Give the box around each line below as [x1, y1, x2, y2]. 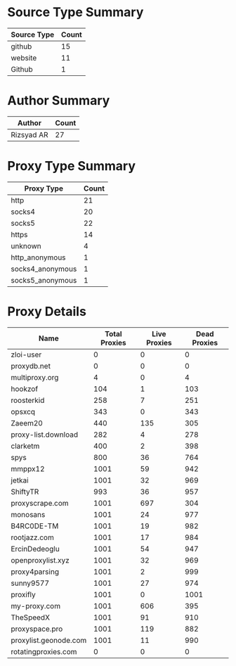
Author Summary [7, 93, 110, 109]
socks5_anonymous [11, 275, 77, 285]
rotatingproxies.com [11, 646, 77, 656]
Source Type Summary [7, 4, 144, 20]
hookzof [11, 384, 39, 394]
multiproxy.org [11, 372, 59, 382]
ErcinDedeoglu [11, 544, 60, 553]
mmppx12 [11, 463, 45, 473]
